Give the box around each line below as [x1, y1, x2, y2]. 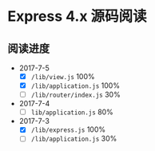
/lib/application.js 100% [30, 81, 121, 90]
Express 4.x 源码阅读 [7, 7, 147, 26]
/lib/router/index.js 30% [30, 89, 121, 100]
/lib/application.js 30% [30, 133, 117, 144]
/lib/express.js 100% [30, 125, 106, 134]
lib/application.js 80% [30, 107, 113, 117]
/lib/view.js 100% [30, 72, 95, 81]
